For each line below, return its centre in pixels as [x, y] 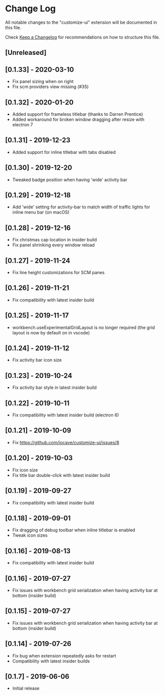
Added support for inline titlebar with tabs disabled [64, 152]
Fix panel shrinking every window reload [53, 245]
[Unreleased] [26, 53]
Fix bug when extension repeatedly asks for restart [64, 655]
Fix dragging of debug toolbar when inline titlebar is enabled [74, 530]
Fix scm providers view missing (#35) [50, 87]
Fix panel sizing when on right [43, 82]
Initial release [26, 689]
